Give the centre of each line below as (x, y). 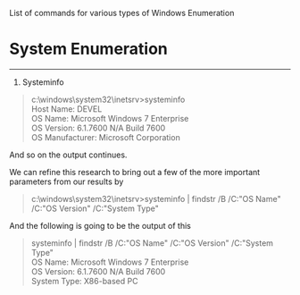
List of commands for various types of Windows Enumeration (122, 13)
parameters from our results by (67, 181)
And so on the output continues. (68, 155)
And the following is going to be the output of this (100, 225)
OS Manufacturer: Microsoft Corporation (105, 137)
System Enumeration (88, 49)
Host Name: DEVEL (67, 109)
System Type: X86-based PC (84, 281)
